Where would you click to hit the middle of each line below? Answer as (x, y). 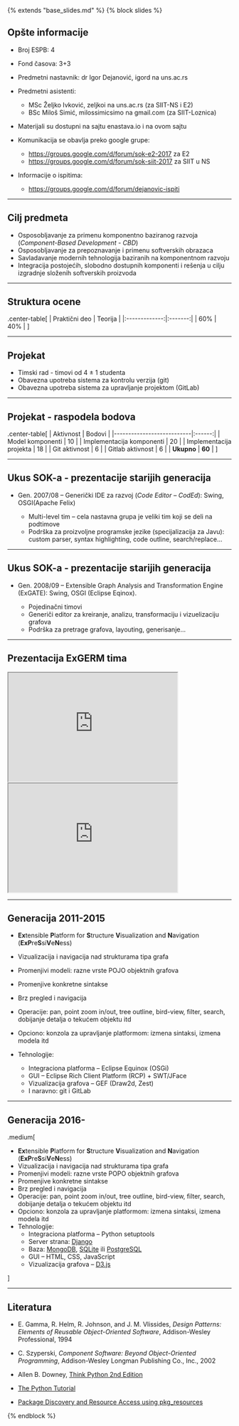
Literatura (30, 1307)
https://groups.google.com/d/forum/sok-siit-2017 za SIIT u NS (119, 161)
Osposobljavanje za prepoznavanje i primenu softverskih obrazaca (115, 250)
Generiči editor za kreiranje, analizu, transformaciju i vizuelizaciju (123, 614)
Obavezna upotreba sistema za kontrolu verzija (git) (93, 381)
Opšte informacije (48, 32)
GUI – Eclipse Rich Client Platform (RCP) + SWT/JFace (107, 1076)
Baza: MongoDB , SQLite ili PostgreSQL (85, 1249)
